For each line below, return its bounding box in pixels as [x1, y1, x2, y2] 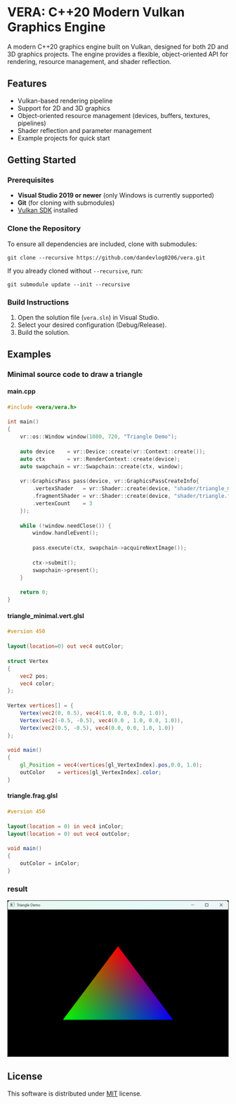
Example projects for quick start [17, 134, 110, 142]
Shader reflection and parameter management [17, 126, 152, 134]
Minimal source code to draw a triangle [7, 370, 143, 380]
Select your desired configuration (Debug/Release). [17, 321, 167, 329]
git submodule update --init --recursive [7, 281, 131, 288]
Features [7, 78, 47, 90]
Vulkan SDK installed [17, 206, 79, 214]
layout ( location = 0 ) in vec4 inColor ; [7, 823, 124, 830]
